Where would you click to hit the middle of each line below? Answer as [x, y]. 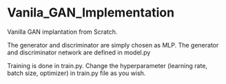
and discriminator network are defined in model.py [79, 52]
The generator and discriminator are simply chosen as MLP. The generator [113, 45]
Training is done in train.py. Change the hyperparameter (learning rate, [107, 65]
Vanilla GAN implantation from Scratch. [62, 32]
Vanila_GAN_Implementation [91, 13]
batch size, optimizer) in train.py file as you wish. [76, 73]
